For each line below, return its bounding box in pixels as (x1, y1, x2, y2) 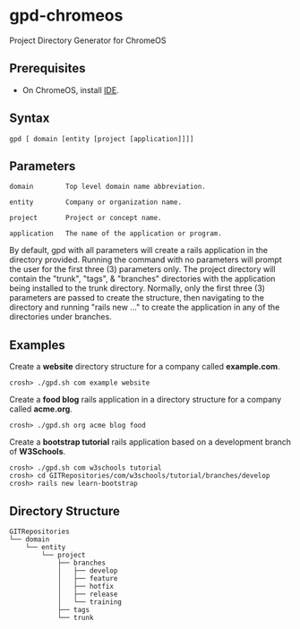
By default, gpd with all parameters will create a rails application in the (9, 245, 269, 256)
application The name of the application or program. (9, 229, 222, 238)
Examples (9, 337, 65, 353)
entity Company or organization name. (9, 198, 182, 207)
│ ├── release (56, 590, 118, 599)
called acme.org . (9, 404, 73, 414)
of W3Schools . (9, 446, 66, 457)
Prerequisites (9, 61, 86, 76)
